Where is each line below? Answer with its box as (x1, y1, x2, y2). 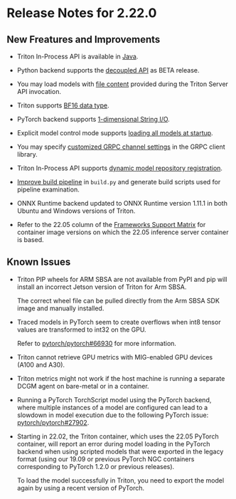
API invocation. (16, 88, 62, 95)
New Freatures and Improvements (6, 33, 161, 46)
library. (16, 150, 38, 158)
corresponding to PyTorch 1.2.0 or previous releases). (16, 462, 175, 471)
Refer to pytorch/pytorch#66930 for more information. (16, 339, 177, 347)
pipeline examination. (16, 185, 80, 194)
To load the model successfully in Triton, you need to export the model (16, 476, 225, 485)
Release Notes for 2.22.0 (6, 5, 157, 21)
